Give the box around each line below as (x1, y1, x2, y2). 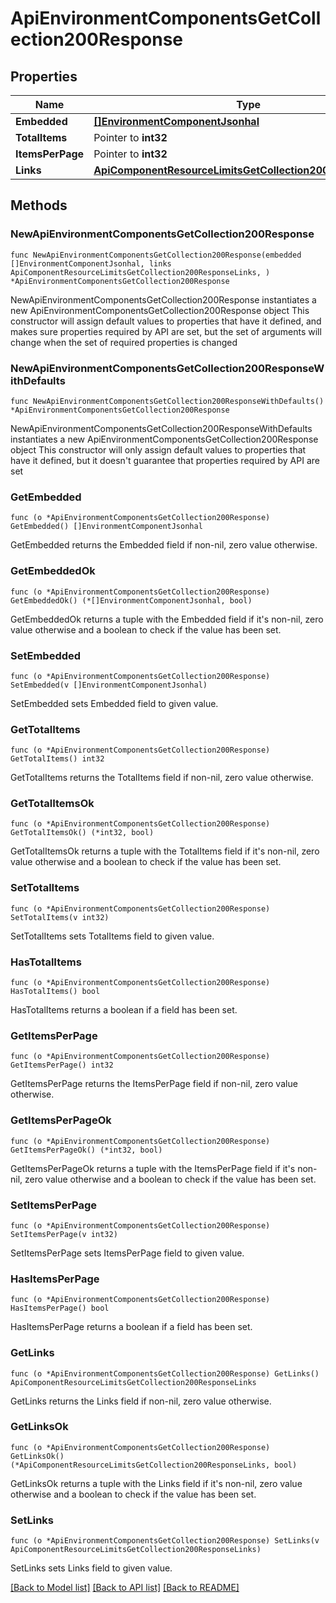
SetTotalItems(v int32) (10, 912, 110, 922)
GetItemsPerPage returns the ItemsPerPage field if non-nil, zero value (10, 1078, 298, 1090)
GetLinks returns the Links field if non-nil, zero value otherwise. (10, 1395, 272, 1407)
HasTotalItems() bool (10, 987, 101, 997)
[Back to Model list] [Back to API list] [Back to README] (10, 1582, 240, 1594)
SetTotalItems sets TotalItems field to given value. (10, 930, 215, 942)
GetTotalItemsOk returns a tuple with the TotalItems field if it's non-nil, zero (10, 845, 320, 857)
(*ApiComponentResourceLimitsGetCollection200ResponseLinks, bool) (10, 1460, 298, 1470)
